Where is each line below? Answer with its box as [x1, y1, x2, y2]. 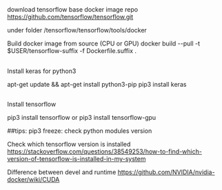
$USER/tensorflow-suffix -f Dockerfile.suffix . [7, 47, 137, 55]
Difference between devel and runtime [7, 168, 117, 176]
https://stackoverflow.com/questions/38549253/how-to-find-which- [7, 147, 202, 156]
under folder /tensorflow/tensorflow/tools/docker [7, 26, 147, 34]
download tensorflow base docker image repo [7, 6, 139, 14]
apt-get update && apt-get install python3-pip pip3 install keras [7, 80, 187, 88]
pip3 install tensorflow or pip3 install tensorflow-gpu [7, 114, 157, 122]
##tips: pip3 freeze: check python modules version [7, 127, 152, 135]
